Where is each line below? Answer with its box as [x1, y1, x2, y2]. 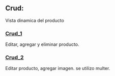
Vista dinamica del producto [5, 17, 65, 23]
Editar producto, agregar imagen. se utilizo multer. [5, 65, 110, 71]
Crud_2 [5, 54, 24, 61]
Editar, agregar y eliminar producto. [5, 41, 80, 47]
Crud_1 [5, 30, 22, 37]
